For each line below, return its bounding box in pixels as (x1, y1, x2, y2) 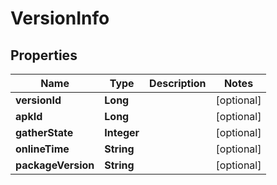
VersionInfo (10, 7, 110, 30)
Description (149, 77, 207, 90)
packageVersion (15, 158, 95, 172)
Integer (104, 126, 140, 139)
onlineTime (15, 142, 70, 156)
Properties (10, 47, 78, 64)
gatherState (15, 126, 74, 139)
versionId (15, 93, 62, 107)
